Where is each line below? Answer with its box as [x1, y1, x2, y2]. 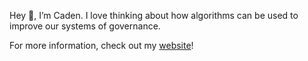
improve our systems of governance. [9, 20, 161, 32]
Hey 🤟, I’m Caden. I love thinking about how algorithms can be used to [9, 10, 299, 21]
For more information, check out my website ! [9, 40, 194, 51]
